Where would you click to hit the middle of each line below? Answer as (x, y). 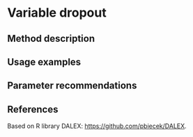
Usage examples (44, 62)
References (33, 109)
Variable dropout (57, 13)
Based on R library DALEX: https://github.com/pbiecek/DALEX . (97, 126)
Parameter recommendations (72, 86)
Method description (51, 39)
